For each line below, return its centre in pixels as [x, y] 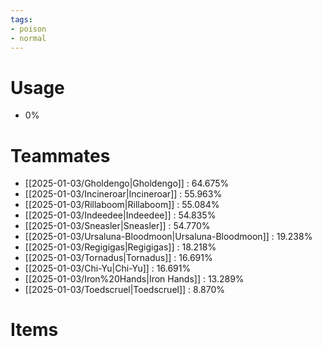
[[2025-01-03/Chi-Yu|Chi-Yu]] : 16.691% [108, 268]
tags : [21, 19]
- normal [28, 38]
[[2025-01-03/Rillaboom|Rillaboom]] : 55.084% [122, 205]
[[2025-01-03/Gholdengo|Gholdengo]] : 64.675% [127, 183]
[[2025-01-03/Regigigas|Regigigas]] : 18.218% [120, 247]
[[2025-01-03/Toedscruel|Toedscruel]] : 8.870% [125, 290]
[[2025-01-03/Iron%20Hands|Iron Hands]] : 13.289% [134, 279]
